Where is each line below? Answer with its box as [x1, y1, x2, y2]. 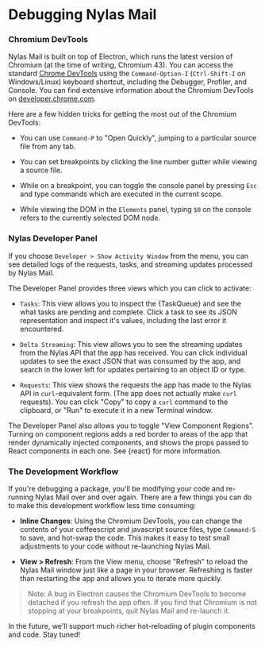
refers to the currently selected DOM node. [19, 213, 161, 223]
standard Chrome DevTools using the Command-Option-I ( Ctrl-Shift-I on [8, 69, 246, 79]
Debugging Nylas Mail [8, 6, 157, 24]
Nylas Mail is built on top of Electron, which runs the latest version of [8, 52, 233, 61]
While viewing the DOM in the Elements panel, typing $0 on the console [19, 205, 252, 214]
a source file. [19, 165, 63, 175]
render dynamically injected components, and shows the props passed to [8, 437, 248, 447]
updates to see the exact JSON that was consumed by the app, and [19, 356, 241, 366]
